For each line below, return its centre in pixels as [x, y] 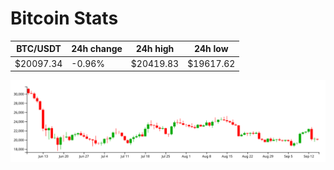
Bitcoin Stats [64, 18]
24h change [97, 49]
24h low [211, 49]
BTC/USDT [39, 49]
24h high [155, 49]
